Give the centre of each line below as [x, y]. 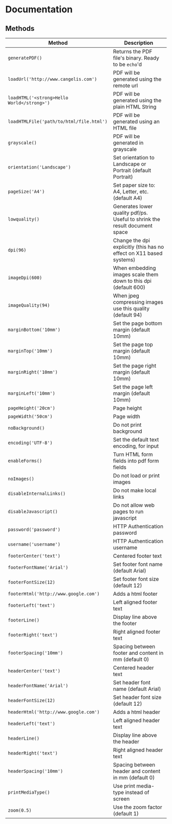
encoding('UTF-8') [30, 443]
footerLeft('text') [31, 605]
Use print [124, 786]
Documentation [39, 10]
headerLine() [24, 738]
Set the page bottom [137, 323]
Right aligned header [138, 750]
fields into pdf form [136, 461]
